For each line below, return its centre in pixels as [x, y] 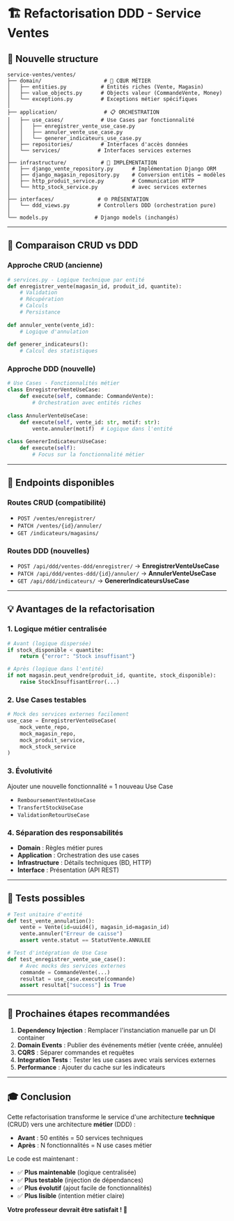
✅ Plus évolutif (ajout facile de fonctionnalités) [85, 1188]
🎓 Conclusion [39, 1097]
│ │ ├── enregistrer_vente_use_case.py [71, 126]
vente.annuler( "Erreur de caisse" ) [71, 934]
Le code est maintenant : [43, 1158]
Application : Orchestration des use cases [78, 855]
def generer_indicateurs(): [48, 345]
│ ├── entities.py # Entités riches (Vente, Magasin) [106, 87]
